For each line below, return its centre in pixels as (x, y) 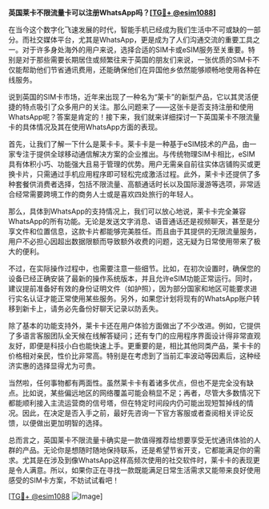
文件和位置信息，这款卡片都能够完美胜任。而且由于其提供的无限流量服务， (138, 231)
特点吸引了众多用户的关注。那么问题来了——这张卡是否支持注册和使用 (138, 107)
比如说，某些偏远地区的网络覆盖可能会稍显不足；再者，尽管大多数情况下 (141, 393)
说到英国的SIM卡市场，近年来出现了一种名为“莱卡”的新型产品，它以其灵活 (130, 97)
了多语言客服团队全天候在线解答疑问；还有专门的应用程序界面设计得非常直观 (134, 336)
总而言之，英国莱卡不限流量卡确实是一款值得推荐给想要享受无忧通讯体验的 (131, 440)
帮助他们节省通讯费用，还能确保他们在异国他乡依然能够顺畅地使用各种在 (141, 70)
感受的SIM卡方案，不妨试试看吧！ (64, 480)
